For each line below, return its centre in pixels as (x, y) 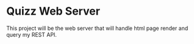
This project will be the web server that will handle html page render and (97, 28)
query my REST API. (31, 34)
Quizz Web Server (53, 11)
